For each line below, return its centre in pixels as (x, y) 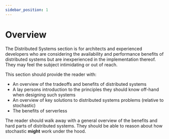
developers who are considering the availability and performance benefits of (84, 54)
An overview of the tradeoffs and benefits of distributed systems (79, 84)
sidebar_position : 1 (27, 10)
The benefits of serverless (40, 110)
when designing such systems (44, 95)
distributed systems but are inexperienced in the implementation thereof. (80, 59)
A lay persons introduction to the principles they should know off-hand (86, 89)
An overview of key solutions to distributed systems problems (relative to (88, 100)
